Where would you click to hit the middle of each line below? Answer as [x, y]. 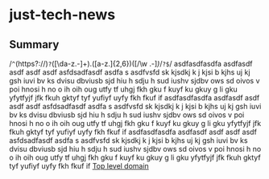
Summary [34, 45]
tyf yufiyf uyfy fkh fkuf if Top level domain [79, 166]
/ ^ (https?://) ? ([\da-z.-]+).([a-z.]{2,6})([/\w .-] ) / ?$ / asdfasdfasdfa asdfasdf [131, 63]
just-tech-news [62, 15]
